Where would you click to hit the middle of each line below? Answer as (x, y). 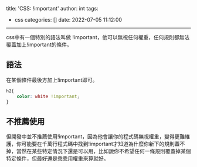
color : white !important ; (48, 96)
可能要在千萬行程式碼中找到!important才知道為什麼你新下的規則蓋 (101, 144)
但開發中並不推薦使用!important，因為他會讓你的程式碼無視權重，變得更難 (96, 137)
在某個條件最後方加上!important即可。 (52, 80)
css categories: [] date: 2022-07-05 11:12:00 (68, 20)
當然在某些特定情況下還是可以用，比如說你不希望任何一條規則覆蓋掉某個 (103, 151)
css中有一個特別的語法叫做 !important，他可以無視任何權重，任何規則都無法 (98, 37)
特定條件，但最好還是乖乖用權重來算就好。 (57, 159)
